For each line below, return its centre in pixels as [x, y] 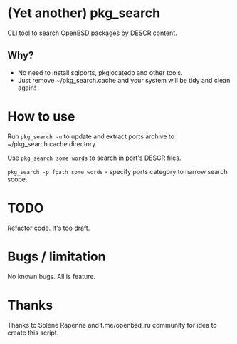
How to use [41, 116]
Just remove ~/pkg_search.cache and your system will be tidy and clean [124, 80]
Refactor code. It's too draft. [49, 228]
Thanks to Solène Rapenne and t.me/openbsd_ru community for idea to [112, 325]
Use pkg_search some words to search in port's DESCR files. [94, 158]
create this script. [33, 333]
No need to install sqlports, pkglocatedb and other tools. [100, 72]
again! [27, 88]
